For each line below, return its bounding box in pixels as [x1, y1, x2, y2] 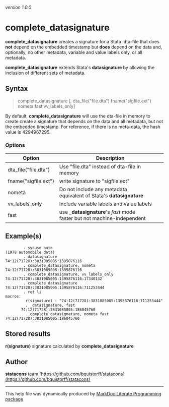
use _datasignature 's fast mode [59, 209, 136, 216]
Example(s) [5, 232, 42, 241]
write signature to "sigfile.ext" [59, 178, 130, 185]
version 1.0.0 [5, 5, 32, 10]
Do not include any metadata [59, 186, 127, 193]
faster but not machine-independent [59, 215, 146, 222]
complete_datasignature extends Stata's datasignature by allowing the [5, 64, 155, 70]
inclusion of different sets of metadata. [5, 70, 86, 76]
